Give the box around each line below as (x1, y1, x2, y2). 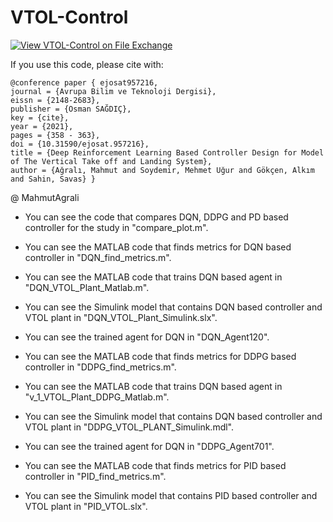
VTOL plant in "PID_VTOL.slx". (24, 500, 148, 512)
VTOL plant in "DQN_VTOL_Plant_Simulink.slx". (24, 311, 218, 323)
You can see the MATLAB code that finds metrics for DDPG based (24, 350, 297, 362)
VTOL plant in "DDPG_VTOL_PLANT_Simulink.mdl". (24, 421, 235, 433)
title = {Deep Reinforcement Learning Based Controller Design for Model (10, 147, 325, 158)
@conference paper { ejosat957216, (10, 77, 159, 88)
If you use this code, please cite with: (10, 58, 164, 70)
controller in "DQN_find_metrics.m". (24, 251, 172, 263)
